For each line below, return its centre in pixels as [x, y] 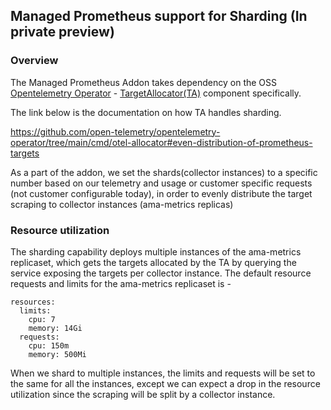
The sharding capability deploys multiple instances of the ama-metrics [156, 251]
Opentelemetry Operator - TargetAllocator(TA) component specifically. [156, 93]
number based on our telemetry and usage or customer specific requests [161, 183]
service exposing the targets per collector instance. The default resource [161, 273]
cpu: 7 [42, 319]
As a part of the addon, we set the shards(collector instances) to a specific [164, 172]
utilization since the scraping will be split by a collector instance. [143, 394]
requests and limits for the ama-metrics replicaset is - [121, 283]
